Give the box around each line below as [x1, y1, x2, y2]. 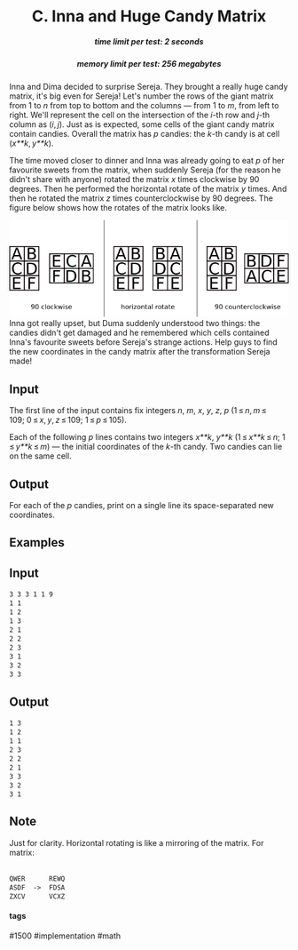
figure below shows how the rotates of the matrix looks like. [9, 202, 228, 212]
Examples [9, 535, 65, 550]
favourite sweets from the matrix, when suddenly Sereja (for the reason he [9, 164, 282, 175]
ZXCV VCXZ [9, 891, 66, 901]
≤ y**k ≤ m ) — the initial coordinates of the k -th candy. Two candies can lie [9, 442, 283, 452]
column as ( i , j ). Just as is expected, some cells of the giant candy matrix [9, 118, 275, 130]
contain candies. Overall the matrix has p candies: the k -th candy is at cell [9, 128, 280, 139]
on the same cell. [9, 451, 73, 461]
